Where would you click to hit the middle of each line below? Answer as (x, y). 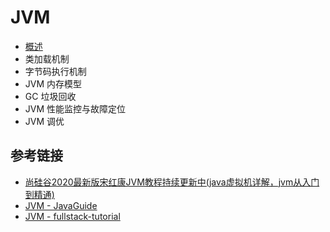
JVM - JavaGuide (61, 205)
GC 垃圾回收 (50, 96)
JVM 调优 (44, 121)
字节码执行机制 (55, 71)
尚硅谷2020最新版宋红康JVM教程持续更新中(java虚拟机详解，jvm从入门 (172, 182)
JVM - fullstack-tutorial (72, 216)
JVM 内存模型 (53, 83)
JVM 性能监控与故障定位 (75, 108)
